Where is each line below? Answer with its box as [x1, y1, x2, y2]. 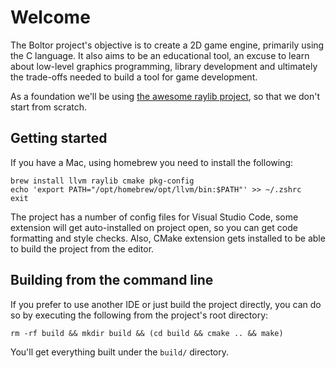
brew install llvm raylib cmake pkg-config [10, 176, 195, 186]
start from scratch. [10, 101, 87, 113]
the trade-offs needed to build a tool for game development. [10, 71, 258, 83]
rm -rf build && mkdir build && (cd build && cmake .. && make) [10, 328, 284, 338]
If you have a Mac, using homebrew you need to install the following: [10, 156, 294, 168]
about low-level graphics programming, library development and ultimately [10, 60, 318, 72]
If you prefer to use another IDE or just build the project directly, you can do [10, 298, 322, 310]
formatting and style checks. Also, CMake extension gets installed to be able [10, 232, 326, 244]
